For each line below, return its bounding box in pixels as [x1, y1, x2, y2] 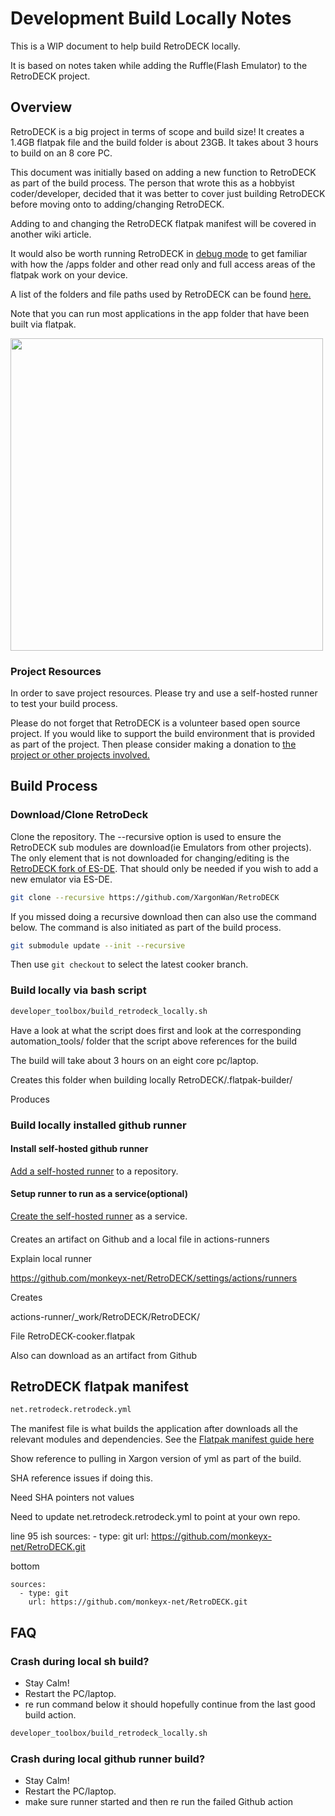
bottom [10, 1560, 40, 1572]
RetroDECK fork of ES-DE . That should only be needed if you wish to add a [10, 862, 319, 874]
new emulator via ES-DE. [10, 873, 113, 885]
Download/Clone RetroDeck [10, 808, 149, 822]
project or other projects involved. [10, 749, 150, 761]
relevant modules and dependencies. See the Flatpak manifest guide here [10, 1433, 315, 1446]
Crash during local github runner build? [10, 1752, 206, 1766]
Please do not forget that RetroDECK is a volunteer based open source [10, 717, 301, 729]
